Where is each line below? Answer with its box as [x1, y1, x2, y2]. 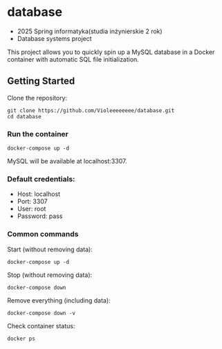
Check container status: [7, 321, 75, 330]
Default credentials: [7, 174, 75, 184]
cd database [7, 113, 41, 120]
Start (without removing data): [7, 245, 93, 253]
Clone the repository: [7, 93, 68, 102]
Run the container [7, 129, 69, 138]
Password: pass [17, 212, 63, 220]
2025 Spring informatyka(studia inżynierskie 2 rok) [17, 27, 163, 35]
